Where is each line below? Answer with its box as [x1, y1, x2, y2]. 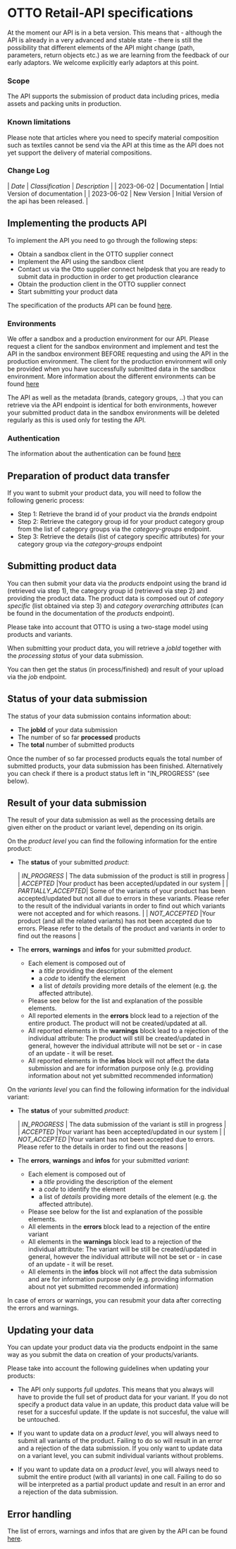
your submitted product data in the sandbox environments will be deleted [7, 408, 220, 417]
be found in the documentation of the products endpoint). [7, 609, 175, 617]
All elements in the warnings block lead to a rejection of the [27, 1238, 202, 1246]
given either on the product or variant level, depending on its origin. [7, 823, 203, 832]
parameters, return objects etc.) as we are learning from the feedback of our [7, 51, 230, 59]
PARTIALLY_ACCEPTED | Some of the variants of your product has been [17, 887, 225, 895]
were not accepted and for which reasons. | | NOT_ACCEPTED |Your [17, 909, 216, 918]
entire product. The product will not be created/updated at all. [27, 1019, 208, 1028]
